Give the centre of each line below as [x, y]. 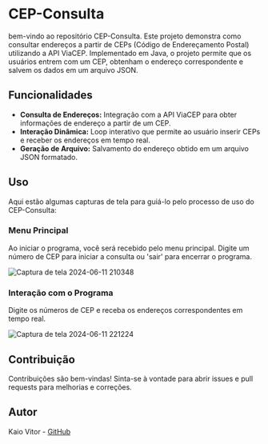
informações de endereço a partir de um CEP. [95, 123]
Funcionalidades [51, 96]
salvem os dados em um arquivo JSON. [73, 70]
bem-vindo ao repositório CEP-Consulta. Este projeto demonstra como [125, 36]
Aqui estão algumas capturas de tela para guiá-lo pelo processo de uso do [131, 202]
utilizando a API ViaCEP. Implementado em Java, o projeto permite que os [130, 53]
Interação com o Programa [61, 293]
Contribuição [42, 360]
